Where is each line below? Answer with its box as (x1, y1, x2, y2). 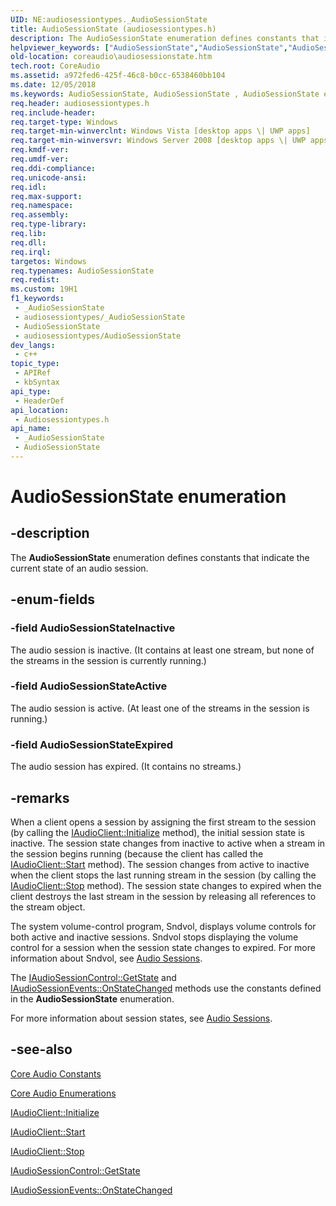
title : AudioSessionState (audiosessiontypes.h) (10, 24, 217, 34)
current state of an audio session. (10, 562, 149, 574)
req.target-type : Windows (10, 117, 118, 127)
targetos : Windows (10, 256, 87, 266)
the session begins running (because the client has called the (10, 847, 264, 860)
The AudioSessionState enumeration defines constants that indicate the (10, 551, 310, 563)
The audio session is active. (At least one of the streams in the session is (10, 702, 310, 714)
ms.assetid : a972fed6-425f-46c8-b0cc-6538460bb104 (10, 71, 226, 81)
